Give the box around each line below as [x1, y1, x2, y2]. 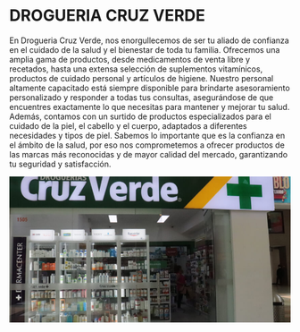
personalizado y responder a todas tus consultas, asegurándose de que [9, 91, 274, 103]
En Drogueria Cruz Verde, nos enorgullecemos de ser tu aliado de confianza [9, 35, 290, 46]
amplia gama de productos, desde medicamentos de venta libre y [9, 54, 251, 64]
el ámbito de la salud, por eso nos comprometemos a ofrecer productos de [9, 140, 286, 150]
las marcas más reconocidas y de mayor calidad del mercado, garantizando [9, 149, 288, 159]
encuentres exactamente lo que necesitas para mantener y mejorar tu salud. [9, 101, 290, 112]
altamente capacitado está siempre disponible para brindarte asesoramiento [9, 82, 290, 93]
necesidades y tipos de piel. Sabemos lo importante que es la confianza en [9, 130, 286, 140]
